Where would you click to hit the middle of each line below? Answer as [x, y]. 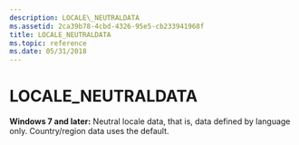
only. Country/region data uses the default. [89, 131]
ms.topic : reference [48, 43]
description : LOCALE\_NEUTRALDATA [75, 18]
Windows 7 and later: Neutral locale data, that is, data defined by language [150, 121]
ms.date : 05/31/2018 [48, 52]
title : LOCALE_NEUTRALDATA [60, 34]
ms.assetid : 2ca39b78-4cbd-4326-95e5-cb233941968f [107, 26]
